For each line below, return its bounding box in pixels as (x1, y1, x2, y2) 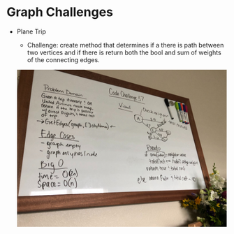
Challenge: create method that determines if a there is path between (27, 41, 224, 49)
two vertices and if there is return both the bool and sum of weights (27, 48, 221, 57)
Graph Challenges (6, 4, 113, 20)
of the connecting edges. (27, 55, 100, 64)
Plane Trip (16, 27, 46, 36)
